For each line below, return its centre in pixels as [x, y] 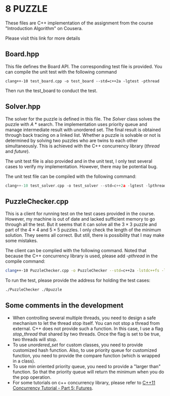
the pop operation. [32, 377]
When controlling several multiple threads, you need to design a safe [84, 318]
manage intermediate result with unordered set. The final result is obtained [83, 130]
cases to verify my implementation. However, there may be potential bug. [81, 166]
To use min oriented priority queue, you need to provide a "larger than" [87, 366]
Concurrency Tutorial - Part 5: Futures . [53, 388]
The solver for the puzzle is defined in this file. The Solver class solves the [83, 119]
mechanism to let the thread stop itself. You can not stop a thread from [86, 323]
